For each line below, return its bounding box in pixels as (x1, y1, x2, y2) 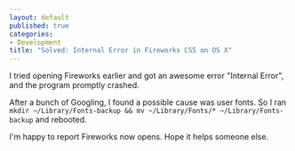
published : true (9, 21, 69, 30)
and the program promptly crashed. (9, 80, 140, 91)
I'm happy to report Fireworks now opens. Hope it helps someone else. (9, 131, 269, 142)
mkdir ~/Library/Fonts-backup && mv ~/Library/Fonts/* (9, 107, 217, 115)
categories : (9, 29, 53, 38)
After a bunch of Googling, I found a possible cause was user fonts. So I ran (9, 97, 287, 107)
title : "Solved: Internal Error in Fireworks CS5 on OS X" (9, 46, 233, 55)
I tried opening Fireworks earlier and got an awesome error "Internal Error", (9, 70, 284, 81)
